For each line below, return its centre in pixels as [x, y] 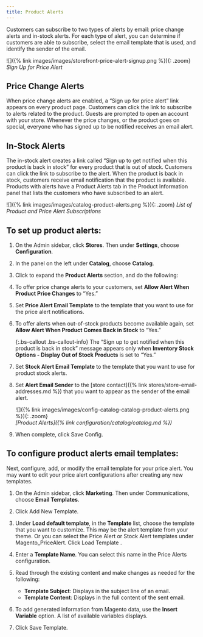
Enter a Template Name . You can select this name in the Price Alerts [101, 554]
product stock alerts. [41, 373]
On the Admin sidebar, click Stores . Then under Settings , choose [97, 245]
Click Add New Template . [47, 511]
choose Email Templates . [47, 499]
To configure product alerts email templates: [93, 454]
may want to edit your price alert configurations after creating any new [95, 475]
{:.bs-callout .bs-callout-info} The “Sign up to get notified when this [100, 342]
